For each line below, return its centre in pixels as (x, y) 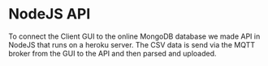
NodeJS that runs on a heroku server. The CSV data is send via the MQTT (132, 44)
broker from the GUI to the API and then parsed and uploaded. (112, 53)
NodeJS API (50, 14)
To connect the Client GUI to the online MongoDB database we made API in (134, 36)
